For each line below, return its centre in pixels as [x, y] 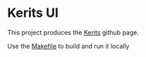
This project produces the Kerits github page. [73, 32]
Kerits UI [33, 13]
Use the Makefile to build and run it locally [68, 46]
